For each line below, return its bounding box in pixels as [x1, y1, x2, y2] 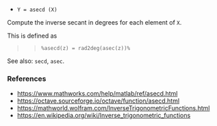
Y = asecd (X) [16, 6, 58, 13]
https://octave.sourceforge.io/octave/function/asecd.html [16, 97, 180, 105]
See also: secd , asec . [7, 57, 65, 65]
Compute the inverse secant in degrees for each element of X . [7, 18, 182, 26]
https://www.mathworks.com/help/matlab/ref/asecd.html [16, 90, 178, 98]
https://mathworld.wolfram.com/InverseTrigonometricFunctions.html [16, 104, 210, 112]
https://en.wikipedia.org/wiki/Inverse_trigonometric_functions [16, 112, 191, 120]
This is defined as [7, 32, 58, 40]
